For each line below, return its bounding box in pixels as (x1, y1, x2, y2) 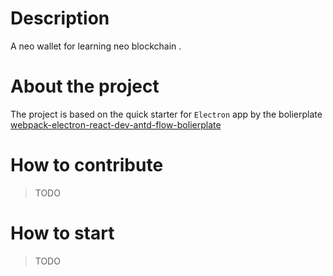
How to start (10, 222, 115, 244)
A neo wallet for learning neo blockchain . (10, 40, 182, 52)
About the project (10, 75, 160, 98)
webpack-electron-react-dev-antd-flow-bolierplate (10, 118, 222, 131)
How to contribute (10, 154, 164, 177)
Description (10, 7, 110, 30)
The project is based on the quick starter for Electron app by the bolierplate (10, 108, 323, 120)
